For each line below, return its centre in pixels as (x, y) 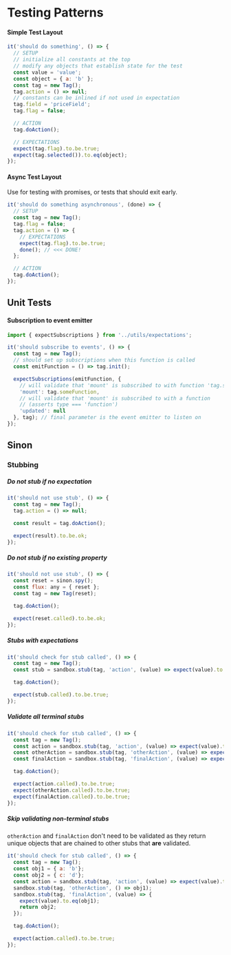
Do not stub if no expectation (49, 481)
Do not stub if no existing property (57, 558)
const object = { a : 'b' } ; (54, 79)
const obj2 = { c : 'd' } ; (49, 875)
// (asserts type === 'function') (69, 404)
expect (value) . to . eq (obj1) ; (59, 901)
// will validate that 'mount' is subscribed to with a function (115, 398)
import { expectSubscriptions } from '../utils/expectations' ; (100, 335)
